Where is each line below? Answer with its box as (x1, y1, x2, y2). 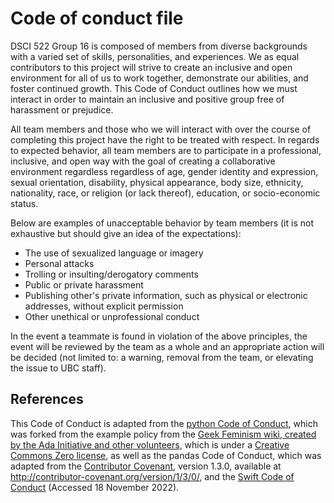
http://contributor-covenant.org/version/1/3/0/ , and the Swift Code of (10, 470, 295, 482)
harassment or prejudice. (10, 103, 114, 116)
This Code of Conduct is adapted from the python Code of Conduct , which (10, 417, 318, 429)
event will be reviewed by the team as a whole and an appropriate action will (10, 340, 325, 352)
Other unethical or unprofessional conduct (24, 310, 200, 322)
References (10, 391, 84, 408)
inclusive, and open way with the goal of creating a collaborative (10, 155, 276, 167)
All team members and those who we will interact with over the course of (10, 123, 312, 135)
